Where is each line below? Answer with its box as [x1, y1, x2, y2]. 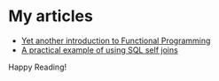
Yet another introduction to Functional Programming [20, 35, 211, 46]
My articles [8, 6, 94, 26]
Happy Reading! [8, 62, 67, 72]
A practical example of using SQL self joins [20, 44, 178, 55]
